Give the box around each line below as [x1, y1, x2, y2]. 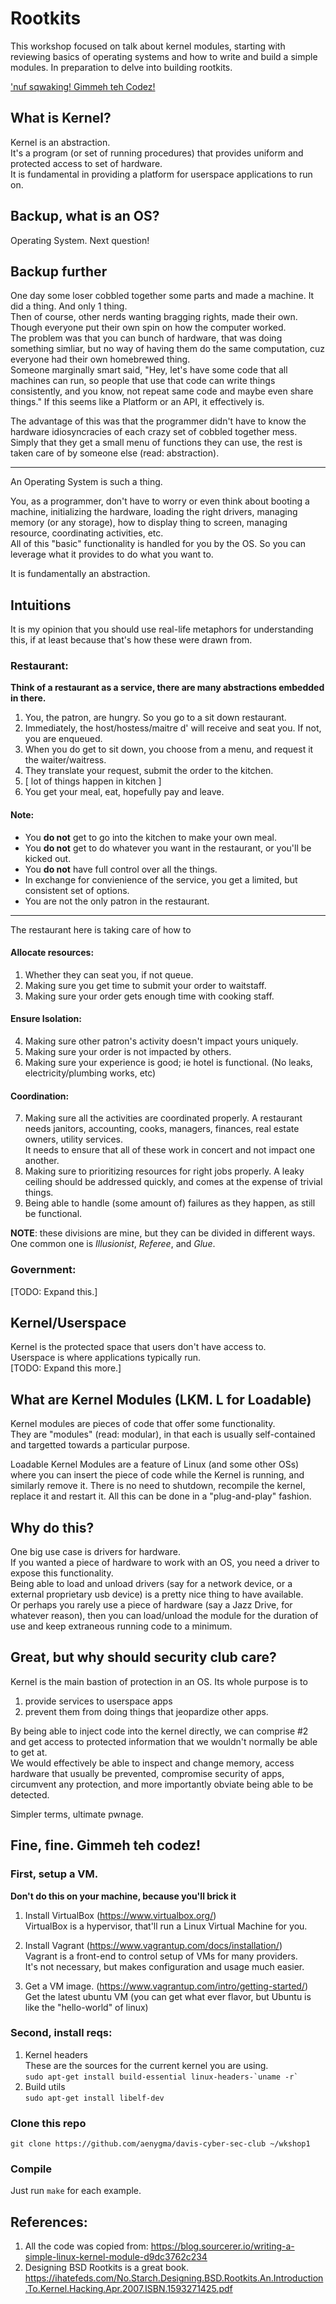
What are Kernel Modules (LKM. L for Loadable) [10, 1391, 312, 1408]
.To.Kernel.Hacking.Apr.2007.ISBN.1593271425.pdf [24, 2283, 233, 2295]
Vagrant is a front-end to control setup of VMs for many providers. [24, 1950, 298, 1962]
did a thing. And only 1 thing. [10, 300, 128, 312]
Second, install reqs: [10, 2026, 113, 2040]
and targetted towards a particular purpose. [10, 1439, 190, 1451]
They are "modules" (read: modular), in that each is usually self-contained [10, 1428, 316, 1441]
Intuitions [10, 597, 72, 614]
